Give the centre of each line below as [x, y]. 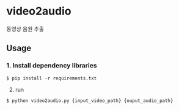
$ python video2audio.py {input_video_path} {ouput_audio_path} [90, 101]
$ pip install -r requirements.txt [52, 78]
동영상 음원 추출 [25, 29]
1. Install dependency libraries [52, 66]
